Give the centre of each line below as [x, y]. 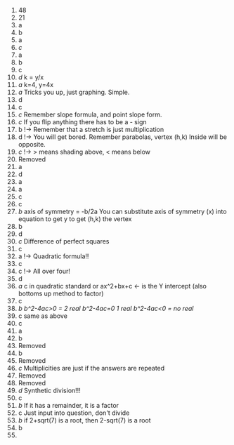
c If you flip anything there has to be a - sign [82, 122]
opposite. [32, 144]
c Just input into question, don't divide [74, 413]
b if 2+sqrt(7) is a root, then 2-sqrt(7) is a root [84, 420]
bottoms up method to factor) [61, 293]
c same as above [43, 316]
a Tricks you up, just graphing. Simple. [74, 92]
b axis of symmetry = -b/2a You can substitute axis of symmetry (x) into [122, 211]
